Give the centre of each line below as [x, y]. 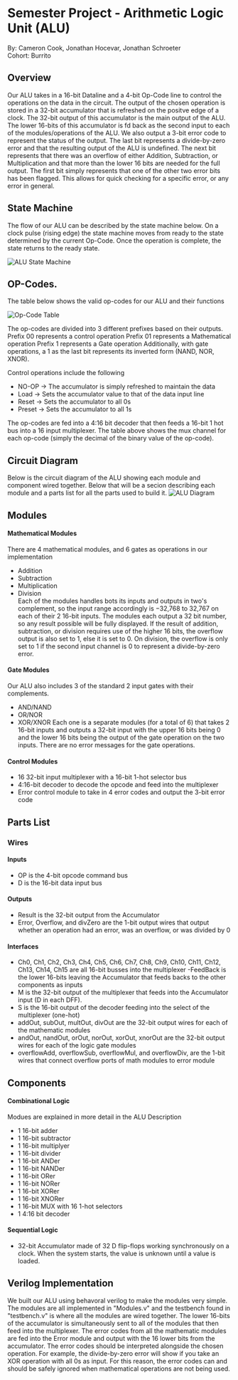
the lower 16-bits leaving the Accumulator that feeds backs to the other [121, 977]
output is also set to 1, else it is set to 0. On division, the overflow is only [123, 638]
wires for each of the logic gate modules [77, 1045]
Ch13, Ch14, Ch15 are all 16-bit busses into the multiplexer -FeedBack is [122, 970]
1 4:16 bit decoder [44, 1213]
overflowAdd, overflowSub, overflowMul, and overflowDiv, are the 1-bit [121, 1053]
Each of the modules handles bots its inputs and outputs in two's [112, 601]
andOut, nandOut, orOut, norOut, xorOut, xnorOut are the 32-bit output [121, 1038]
